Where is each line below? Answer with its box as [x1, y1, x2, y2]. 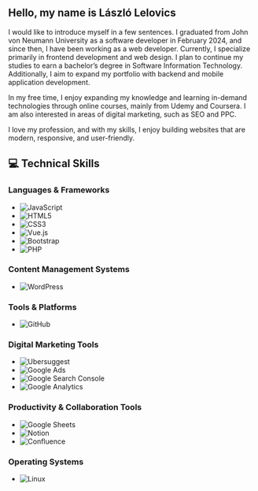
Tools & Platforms [8, 301, 77, 312]
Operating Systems [8, 456, 84, 467]
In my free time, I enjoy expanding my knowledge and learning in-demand [8, 92, 248, 102]
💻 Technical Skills [8, 157, 100, 170]
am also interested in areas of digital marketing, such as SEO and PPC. [8, 110, 238, 119]
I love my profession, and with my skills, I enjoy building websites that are [8, 125, 246, 134]
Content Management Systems [8, 264, 130, 275]
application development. [8, 77, 90, 87]
